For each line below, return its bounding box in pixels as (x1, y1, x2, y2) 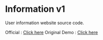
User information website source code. (5, 20, 84, 26)
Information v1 (5, 3, 66, 15)
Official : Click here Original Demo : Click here (5, 29, 98, 35)
